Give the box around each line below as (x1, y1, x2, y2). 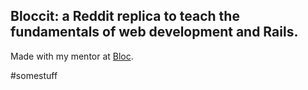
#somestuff (10, 69, 58, 81)
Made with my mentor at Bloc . (10, 50, 134, 62)
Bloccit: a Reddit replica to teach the (10, 8, 240, 25)
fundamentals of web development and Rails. (10, 24, 299, 41)
